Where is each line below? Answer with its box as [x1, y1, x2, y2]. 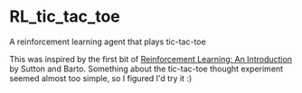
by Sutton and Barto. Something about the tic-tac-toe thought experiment [9, 63, 283, 74]
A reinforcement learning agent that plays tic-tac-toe [9, 36, 206, 47]
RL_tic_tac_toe [9, 6, 120, 27]
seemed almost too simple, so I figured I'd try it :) [9, 72, 193, 83]
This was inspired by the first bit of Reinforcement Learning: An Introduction [9, 53, 292, 64]
